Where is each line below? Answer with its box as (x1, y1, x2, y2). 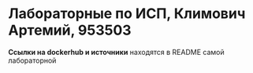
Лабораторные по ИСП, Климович (8, 5, 246, 23)
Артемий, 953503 (8, 21, 132, 39)
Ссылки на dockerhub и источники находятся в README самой (8, 47, 225, 57)
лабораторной (8, 56, 57, 65)
